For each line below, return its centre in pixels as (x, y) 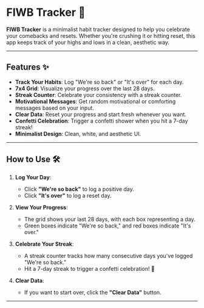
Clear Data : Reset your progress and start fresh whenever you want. (101, 114)
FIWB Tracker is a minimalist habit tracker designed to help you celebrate (98, 29)
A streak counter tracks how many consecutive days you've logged (108, 256)
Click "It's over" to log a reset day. (68, 195)
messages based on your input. (54, 108)
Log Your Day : (33, 177)
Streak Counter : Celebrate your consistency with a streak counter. (98, 95)
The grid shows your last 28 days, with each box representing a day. (110, 219)
